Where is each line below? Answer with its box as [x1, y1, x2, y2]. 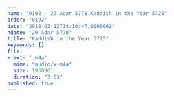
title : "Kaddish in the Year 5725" [7, 36, 109, 42]
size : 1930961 [13, 67, 54, 74]
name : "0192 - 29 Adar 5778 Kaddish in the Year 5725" [7, 10, 168, 17]
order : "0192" [7, 16, 48, 23]
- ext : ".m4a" [7, 55, 48, 61]
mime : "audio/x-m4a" [13, 61, 72, 68]
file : [7, 48, 23, 55]
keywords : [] [7, 42, 45, 48]
